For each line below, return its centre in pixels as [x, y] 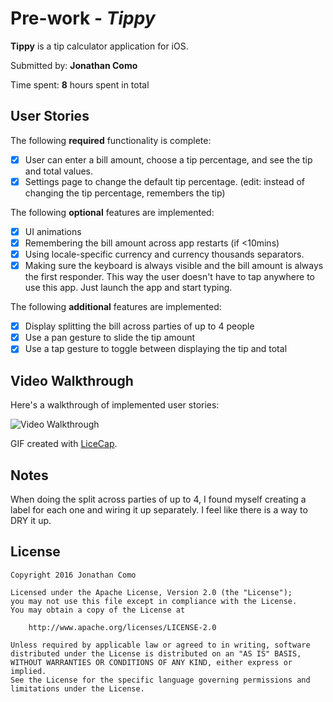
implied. [28, 671]
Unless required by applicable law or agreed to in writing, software [160, 645]
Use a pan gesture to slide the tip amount [110, 338]
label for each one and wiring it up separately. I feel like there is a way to [159, 509]
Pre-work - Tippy [83, 18]
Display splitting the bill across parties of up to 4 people [139, 326]
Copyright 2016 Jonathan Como [73, 575]
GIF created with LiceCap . [64, 444]
